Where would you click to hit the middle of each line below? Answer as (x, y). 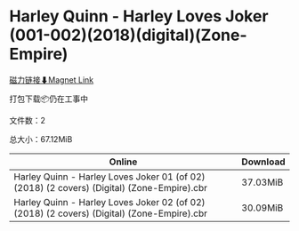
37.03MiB (263, 182)
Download (263, 162)
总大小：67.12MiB (41, 139)
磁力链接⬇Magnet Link (52, 80)
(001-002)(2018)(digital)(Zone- (128, 35)
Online (123, 162)
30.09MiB (263, 208)
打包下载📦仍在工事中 (49, 99)
